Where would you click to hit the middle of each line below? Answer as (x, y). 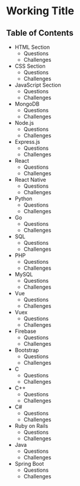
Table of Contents (40, 33)
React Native (30, 180)
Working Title (40, 11)
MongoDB (27, 104)
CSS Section (30, 66)
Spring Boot (29, 464)
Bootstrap (27, 350)
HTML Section (32, 47)
